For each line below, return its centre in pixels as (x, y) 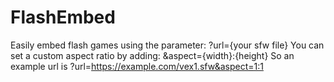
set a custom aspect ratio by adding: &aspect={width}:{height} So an (152, 55)
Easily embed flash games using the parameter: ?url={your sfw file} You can (167, 45)
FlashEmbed (63, 17)
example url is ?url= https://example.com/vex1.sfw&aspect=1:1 (137, 66)
